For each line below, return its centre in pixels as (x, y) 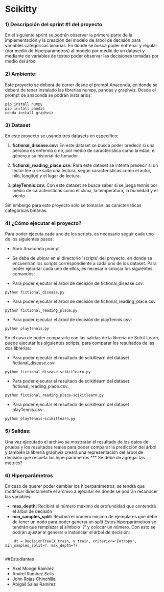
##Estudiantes (20, 559)
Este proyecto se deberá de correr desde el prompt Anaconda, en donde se (81, 85)
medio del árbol (21, 61)
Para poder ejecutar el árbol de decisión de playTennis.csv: (72, 320)
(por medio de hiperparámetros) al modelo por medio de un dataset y (75, 51)
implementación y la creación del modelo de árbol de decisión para (73, 40)
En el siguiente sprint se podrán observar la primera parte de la (69, 35)
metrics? (14, 463)
